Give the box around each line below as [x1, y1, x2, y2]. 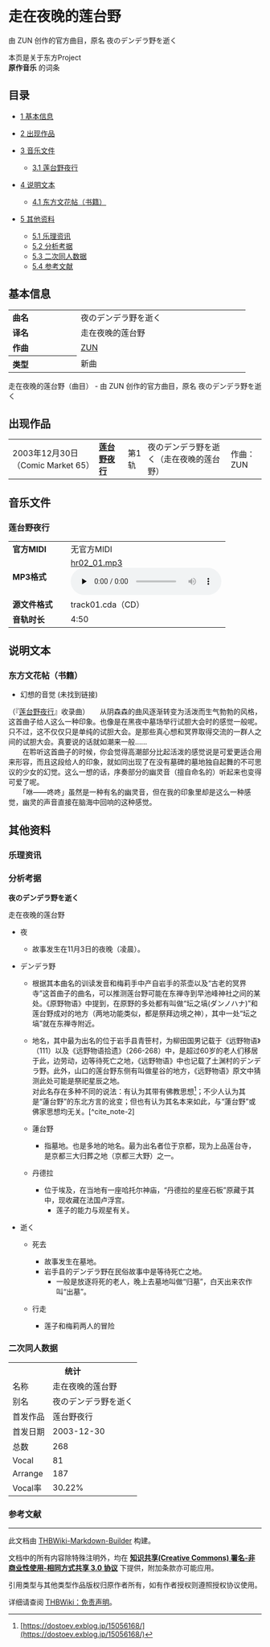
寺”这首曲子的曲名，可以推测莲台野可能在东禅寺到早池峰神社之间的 [31, 988, 254, 998]
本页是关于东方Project [8, 52, 82, 62]
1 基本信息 [19, 111, 54, 121]
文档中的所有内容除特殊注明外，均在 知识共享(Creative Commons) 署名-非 [8, 1553, 256, 1562]
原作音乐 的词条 [8, 62, 60, 72]
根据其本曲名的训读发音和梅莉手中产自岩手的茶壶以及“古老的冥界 [31, 978, 247, 988]
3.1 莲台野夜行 [31, 163, 79, 172]
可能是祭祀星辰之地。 [53, 1075, 125, 1085]
